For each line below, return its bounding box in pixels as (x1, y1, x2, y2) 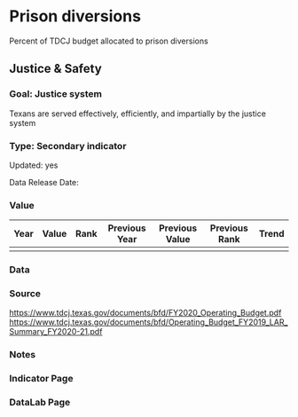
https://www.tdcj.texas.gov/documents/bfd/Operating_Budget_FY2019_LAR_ (9, 317, 288, 327)
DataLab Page (9, 397, 71, 409)
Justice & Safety (9, 61, 102, 76)
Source (9, 287, 42, 300)
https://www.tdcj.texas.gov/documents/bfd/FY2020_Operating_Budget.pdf (9, 308, 282, 319)
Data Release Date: (9, 177, 80, 187)
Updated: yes (9, 160, 59, 170)
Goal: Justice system (9, 88, 102, 100)
